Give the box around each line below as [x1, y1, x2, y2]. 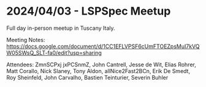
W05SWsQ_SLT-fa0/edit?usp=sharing [6, 49, 102, 56]
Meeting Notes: [6, 36, 45, 43]
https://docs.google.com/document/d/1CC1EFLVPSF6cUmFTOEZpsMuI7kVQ [6, 43, 200, 50]
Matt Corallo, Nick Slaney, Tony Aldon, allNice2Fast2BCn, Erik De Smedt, [6, 67, 191, 74]
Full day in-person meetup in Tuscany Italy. [6, 24, 115, 32]
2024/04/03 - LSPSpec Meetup [6, 4, 171, 18]
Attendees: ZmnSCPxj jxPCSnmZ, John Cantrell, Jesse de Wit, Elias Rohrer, [6, 61, 196, 68]
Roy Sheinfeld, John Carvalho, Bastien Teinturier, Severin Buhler [6, 74, 169, 81]
